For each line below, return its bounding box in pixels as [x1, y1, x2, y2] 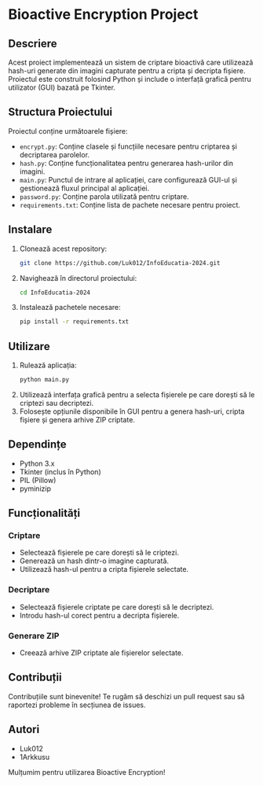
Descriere [8, 37, 57, 50]
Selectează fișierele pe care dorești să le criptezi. [19, 548, 179, 558]
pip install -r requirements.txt [19, 318, 130, 326]
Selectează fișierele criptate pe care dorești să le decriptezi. [19, 602, 214, 611]
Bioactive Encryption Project [8, 6, 199, 24]
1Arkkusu [19, 752, 49, 761]
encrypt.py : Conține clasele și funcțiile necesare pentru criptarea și [19, 142, 238, 151]
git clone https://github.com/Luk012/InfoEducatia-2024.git [19, 259, 221, 267]
